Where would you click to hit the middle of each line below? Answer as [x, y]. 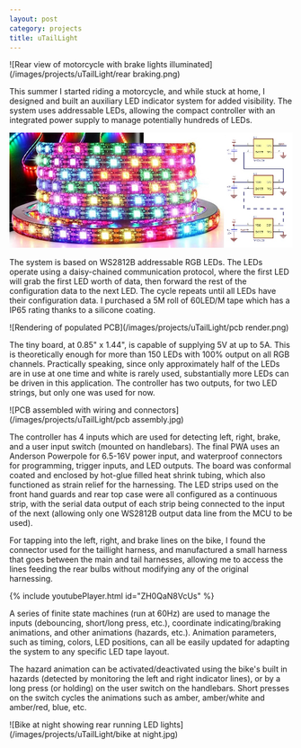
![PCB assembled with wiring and [71, 410]
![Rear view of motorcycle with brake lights [89, 65]
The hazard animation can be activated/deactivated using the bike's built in [148, 669]
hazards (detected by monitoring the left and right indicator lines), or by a [145, 679]
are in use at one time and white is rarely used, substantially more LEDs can [149, 374]
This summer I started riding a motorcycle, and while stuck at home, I [137, 92]
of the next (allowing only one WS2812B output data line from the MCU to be [151, 513]
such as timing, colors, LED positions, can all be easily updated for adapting [150, 642]
